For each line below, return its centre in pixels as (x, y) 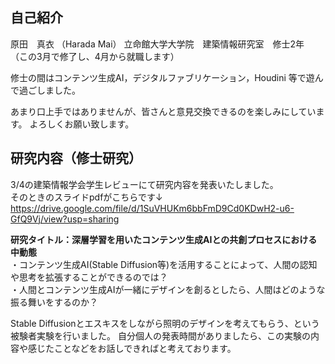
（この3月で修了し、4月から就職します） (95, 56)
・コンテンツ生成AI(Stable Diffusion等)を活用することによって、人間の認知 (164, 264)
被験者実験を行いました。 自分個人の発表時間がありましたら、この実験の (160, 335)
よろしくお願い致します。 (82, 124)
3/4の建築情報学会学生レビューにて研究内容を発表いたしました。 (144, 184)
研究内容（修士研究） (76, 158)
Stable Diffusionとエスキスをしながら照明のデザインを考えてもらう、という (165, 323)
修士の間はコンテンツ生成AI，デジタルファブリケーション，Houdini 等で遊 (162, 77)
